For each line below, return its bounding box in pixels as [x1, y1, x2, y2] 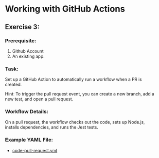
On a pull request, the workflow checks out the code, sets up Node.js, [5, 119, 145, 125]
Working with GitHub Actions [5, 3, 125, 15]
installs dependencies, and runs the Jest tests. [5, 125, 98, 130]
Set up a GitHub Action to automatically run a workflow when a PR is [5, 77, 142, 82]
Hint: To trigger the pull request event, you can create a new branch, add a [5, 91, 155, 97]
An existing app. [12, 53, 45, 59]
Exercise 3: [5, 23, 40, 31]
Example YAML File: [5, 137, 53, 143]
